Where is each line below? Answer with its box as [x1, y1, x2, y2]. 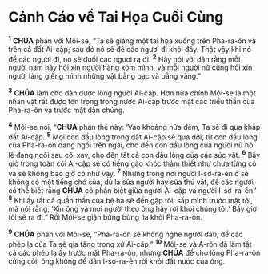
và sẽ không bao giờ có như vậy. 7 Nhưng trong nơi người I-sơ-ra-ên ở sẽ [8, 167, 250, 178]
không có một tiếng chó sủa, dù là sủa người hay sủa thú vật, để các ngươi [8, 177, 254, 187]
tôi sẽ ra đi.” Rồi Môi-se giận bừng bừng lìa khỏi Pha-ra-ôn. [8, 212, 202, 222]
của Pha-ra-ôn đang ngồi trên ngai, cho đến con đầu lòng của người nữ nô [8, 140, 254, 150]
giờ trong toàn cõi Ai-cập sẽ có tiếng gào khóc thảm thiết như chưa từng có [8, 159, 257, 168]
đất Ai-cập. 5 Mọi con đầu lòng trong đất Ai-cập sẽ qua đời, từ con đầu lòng [8, 131, 258, 142]
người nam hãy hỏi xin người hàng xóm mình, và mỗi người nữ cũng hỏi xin [8, 62, 253, 72]
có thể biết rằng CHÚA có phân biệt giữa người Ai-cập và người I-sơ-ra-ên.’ [8, 185, 257, 195]
